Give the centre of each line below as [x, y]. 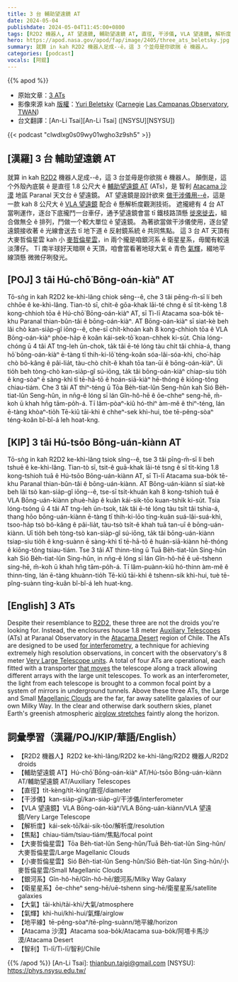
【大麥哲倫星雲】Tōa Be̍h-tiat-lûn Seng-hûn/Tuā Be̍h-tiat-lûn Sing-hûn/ [121, 843]
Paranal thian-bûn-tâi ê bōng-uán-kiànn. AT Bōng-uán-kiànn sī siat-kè [123, 484]
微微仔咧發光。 [49, 257]
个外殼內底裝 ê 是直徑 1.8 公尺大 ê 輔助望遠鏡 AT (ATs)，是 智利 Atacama [113, 186]
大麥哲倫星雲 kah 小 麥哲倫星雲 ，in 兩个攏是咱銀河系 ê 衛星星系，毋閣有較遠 [119, 239]
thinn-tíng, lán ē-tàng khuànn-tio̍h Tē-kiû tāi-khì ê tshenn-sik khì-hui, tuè [114, 576]
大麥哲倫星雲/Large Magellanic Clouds [74, 852]
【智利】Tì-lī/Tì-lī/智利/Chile [59, 949]
